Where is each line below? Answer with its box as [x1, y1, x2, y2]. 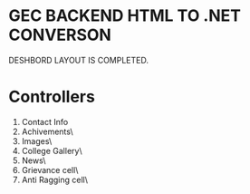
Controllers [8, 87, 96, 107]
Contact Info [21, 116, 69, 127]
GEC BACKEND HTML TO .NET [8, 5, 242, 26]
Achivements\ [21, 126, 73, 137]
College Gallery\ [21, 145, 82, 156]
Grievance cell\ [21, 164, 79, 175]
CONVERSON [8, 24, 112, 45]
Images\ [21, 135, 53, 146]
